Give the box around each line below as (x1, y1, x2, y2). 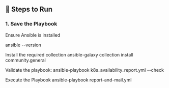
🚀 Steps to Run (5, 5, 52, 14)
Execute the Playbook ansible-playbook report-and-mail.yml (5, 77, 132, 83)
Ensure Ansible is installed (5, 32, 61, 38)
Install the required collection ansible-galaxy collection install (5, 51, 133, 57)
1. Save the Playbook (5, 20, 58, 27)
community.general (5, 57, 46, 63)
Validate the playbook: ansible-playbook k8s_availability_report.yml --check (5, 67, 164, 73)
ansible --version (5, 42, 42, 48)
